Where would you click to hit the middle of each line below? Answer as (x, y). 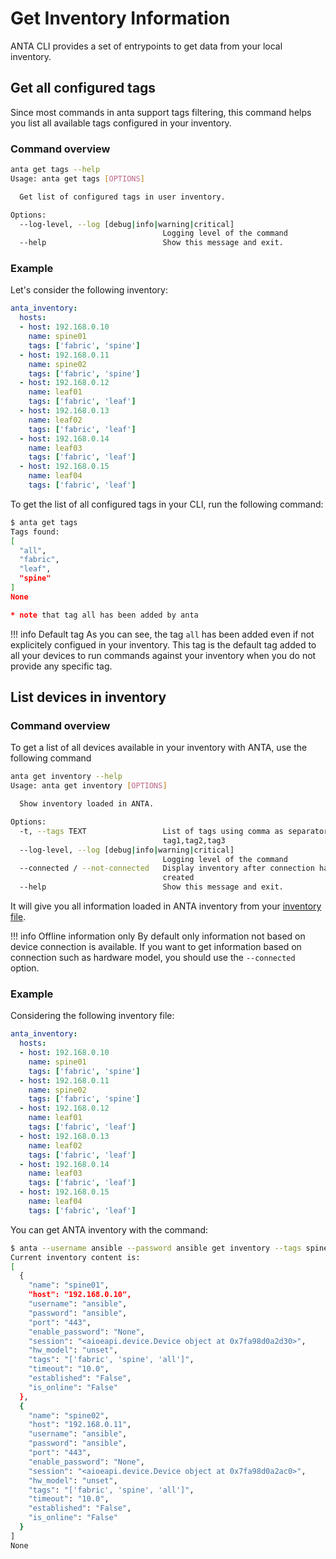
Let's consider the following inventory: (89, 290)
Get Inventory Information (120, 18)
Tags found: (35, 532)
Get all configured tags (83, 88)
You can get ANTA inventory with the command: (109, 1229)
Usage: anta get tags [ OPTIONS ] (77, 178)
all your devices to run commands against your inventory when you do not (163, 655)
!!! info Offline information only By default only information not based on (158, 936)
